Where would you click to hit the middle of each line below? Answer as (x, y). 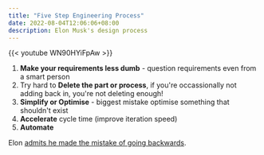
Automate (37, 127)
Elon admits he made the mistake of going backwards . (97, 143)
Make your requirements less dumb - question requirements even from (138, 68)
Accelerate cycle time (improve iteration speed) (99, 119)
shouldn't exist (44, 110)
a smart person (45, 77)
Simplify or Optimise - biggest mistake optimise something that (124, 102)
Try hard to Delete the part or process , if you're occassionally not (128, 85)
